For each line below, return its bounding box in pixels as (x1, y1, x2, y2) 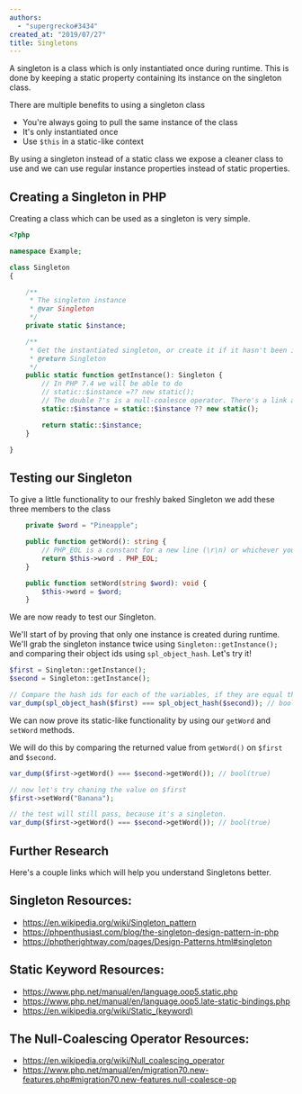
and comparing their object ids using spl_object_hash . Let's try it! (9, 648, 252, 659)
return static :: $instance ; (41, 420, 143, 429)
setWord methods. (9, 724, 75, 735)
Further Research (9, 843, 110, 858)
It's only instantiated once (22, 127, 119, 138)
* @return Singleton (29, 354, 106, 363)
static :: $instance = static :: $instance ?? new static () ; (41, 404, 260, 413)
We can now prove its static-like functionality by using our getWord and (9, 715, 271, 726)
